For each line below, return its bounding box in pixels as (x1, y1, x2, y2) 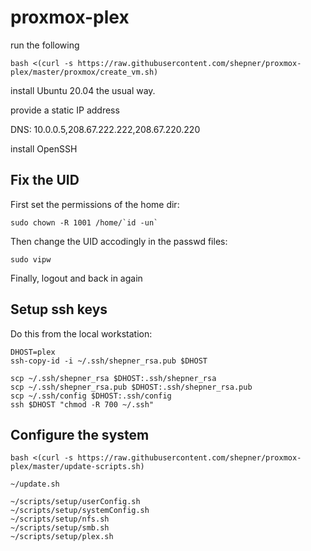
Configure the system (10, 426, 150, 443)
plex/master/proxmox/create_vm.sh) (10, 67, 159, 77)
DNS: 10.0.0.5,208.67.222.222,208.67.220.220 (10, 123, 201, 135)
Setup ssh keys (10, 301, 108, 318)
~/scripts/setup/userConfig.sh (10, 497, 141, 507)
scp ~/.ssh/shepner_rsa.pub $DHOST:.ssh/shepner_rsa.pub (10, 382, 253, 392)
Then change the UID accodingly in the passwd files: (10, 235, 228, 247)
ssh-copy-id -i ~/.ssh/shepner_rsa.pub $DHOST (10, 356, 208, 366)
